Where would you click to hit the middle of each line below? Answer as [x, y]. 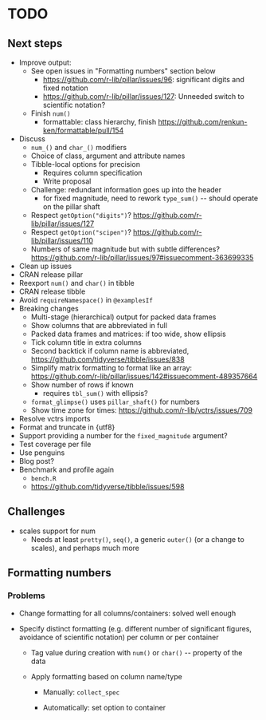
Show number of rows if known [82, 385]
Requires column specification [92, 173]
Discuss [32, 139]
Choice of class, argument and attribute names [108, 156]
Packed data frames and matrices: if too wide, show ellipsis [128, 334]
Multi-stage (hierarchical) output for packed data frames [123, 317]
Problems [26, 595]
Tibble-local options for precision [86, 164]
